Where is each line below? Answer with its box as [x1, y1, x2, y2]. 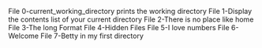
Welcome [8, 31, 39, 40]
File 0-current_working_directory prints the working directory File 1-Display [8, 7, 253, 15]
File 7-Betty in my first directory [40, 31, 144, 40]
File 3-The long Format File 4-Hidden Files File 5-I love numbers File [8, 23, 230, 32]
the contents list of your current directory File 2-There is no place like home [8, 15, 254, 24]
